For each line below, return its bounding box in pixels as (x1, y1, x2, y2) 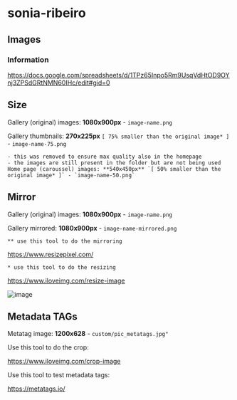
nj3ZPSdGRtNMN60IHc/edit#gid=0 (7, 78, 110, 87)
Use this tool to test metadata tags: (7, 371, 110, 379)
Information (7, 55, 49, 65)
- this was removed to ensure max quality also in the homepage (7, 153, 202, 160)
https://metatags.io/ (7, 384, 65, 393)
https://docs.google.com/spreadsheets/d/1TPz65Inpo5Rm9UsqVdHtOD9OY (7, 70, 230, 79)
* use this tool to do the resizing (7, 263, 116, 271)
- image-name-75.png (7, 139, 67, 147)
